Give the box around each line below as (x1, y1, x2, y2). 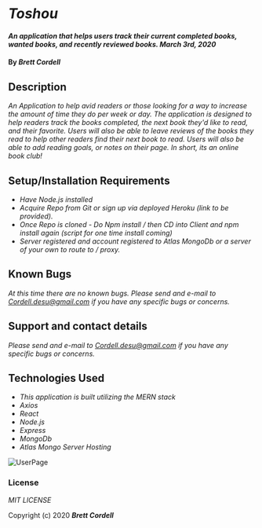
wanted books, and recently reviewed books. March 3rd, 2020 (8, 39, 217, 49)
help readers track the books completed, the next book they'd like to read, (8, 118, 249, 127)
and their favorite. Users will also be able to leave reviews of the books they (8, 126, 254, 136)
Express (19, 426, 46, 435)
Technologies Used (8, 372, 104, 385)
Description (8, 80, 67, 93)
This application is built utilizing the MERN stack (19, 392, 176, 401)
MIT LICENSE (8, 495, 52, 504)
